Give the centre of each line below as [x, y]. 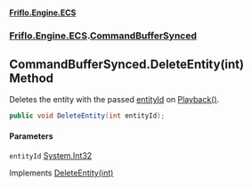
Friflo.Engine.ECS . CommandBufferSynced [103, 36]
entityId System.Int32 [51, 156]
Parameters [31, 136]
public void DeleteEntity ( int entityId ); [87, 116]
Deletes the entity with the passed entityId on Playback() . [114, 100]
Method [32, 78]
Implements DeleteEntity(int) [61, 173]
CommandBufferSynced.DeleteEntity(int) [127, 64]
